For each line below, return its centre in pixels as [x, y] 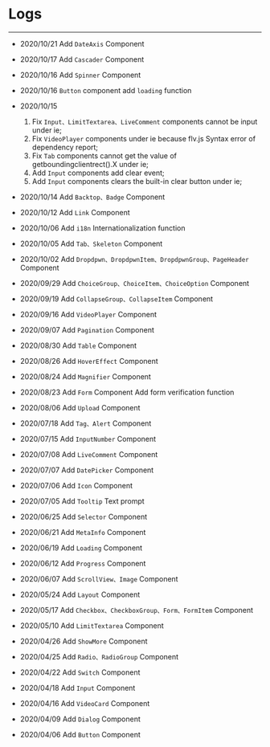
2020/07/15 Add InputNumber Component [88, 439]
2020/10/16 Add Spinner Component [80, 75]
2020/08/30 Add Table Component [78, 345]
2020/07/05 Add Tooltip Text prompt [82, 501]
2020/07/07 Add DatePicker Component [87, 470]
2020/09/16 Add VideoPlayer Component [88, 314]
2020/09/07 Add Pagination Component [87, 329]
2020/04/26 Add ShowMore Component [84, 641]
